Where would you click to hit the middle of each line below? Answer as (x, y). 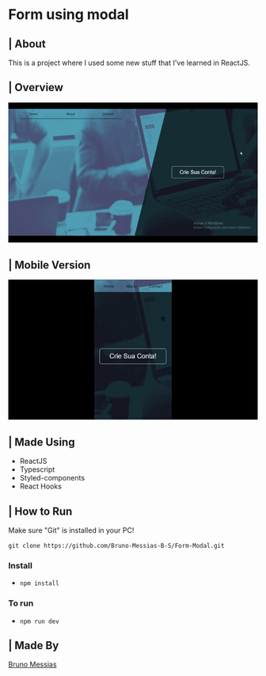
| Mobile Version (49, 265)
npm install (39, 583)
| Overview (36, 87)
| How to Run (40, 511)
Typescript (37, 469)
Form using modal (68, 15)
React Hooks (40, 486)
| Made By (34, 646)
